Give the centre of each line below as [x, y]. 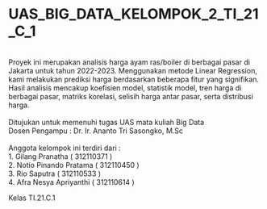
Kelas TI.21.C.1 [32, 198]
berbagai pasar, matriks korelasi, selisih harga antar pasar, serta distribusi [131, 96]
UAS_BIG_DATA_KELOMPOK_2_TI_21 [134, 14]
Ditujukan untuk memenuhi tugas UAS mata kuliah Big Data [106, 122]
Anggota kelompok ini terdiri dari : [65, 148]
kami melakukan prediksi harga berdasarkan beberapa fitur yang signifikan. [134, 79]
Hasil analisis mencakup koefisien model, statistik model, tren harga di [125, 88]
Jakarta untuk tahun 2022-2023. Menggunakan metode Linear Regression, [133, 70]
